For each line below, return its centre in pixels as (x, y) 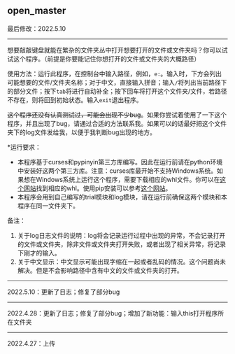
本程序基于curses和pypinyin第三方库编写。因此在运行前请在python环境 (120, 162)
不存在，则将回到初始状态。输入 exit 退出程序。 (75, 99)
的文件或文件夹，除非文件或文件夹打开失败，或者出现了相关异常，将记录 (121, 244)
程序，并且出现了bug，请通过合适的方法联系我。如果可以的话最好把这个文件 (117, 123)
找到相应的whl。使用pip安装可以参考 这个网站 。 (104, 188)
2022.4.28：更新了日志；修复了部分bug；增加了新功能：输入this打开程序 (113, 313)
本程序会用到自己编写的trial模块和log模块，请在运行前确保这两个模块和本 (122, 197)
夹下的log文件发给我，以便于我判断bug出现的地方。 (81, 132)
